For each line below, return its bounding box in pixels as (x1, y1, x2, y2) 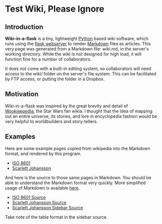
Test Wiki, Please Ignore (5, 3, 104, 15)
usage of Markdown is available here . (5, 185, 80, 190)
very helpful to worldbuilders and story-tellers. (5, 118, 98, 124)
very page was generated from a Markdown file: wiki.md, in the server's (5, 46, 149, 52)
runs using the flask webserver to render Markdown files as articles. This (5, 41, 151, 47)
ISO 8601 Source (12, 194, 46, 200)
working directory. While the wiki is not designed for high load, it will (5, 51, 142, 57)
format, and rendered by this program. (5, 151, 81, 156)
